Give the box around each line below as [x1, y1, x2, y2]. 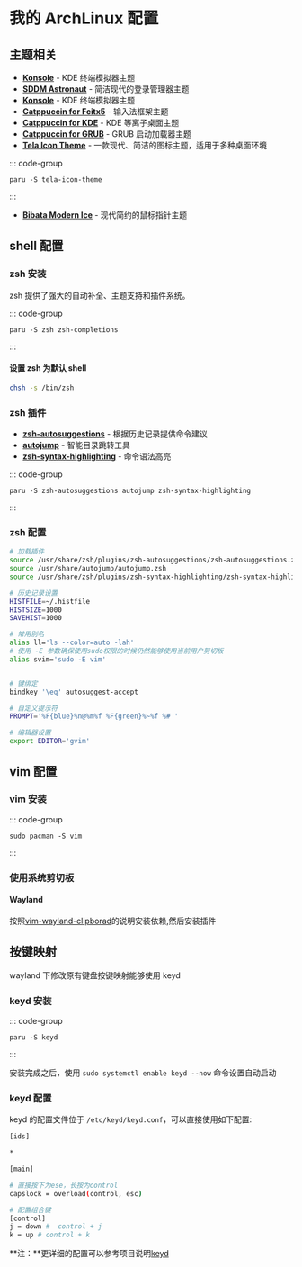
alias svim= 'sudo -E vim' [9, 654, 106, 664]
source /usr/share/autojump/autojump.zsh [9, 564, 167, 573]
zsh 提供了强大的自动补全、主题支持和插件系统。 [9, 290, 191, 301]
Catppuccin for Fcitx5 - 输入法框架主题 [22, 106, 169, 117]
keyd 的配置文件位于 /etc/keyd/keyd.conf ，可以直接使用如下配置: [9, 1114, 253, 1125]
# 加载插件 [9, 547, 45, 556]
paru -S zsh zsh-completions [9, 325, 119, 334]
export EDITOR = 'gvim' [9, 737, 91, 746]
